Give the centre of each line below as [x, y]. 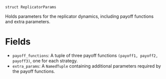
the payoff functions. [34, 71]
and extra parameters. [28, 22]
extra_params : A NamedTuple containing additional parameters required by [86, 66]
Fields [18, 42]
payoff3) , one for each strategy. [45, 61]
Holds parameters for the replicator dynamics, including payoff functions [79, 16]
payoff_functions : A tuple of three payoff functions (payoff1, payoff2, [85, 55]
